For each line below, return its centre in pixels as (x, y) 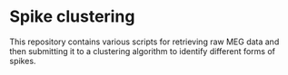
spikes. (23, 61)
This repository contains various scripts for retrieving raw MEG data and (144, 42)
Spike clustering (72, 17)
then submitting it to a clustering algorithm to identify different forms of (142, 51)
